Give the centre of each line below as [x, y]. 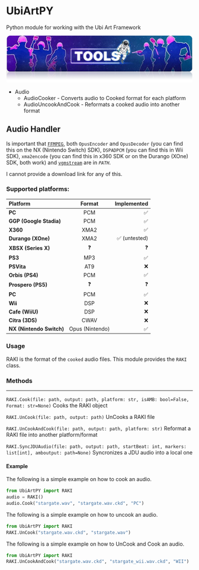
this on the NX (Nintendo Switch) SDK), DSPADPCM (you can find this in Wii [95, 150]
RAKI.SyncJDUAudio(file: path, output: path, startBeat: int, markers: [96, 446]
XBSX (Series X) [29, 248]
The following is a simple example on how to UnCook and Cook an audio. [95, 544]
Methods [19, 380]
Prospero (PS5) [28, 285]
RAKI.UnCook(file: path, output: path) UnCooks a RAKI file [81, 417]
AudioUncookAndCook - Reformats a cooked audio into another [102, 104]
